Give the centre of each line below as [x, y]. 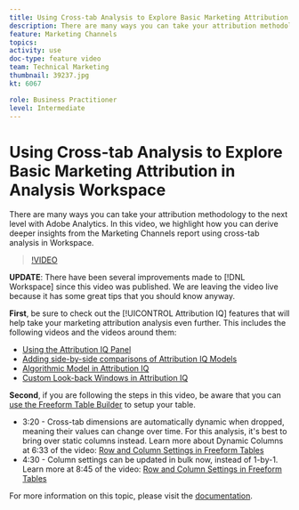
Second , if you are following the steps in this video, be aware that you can [145, 395]
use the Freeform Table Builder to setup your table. [102, 405]
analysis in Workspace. [52, 243]
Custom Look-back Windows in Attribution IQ [105, 378]
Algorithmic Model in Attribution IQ [85, 368]
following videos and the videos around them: [93, 332]
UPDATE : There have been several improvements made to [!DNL [127, 278]
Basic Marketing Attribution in [122, 171]
